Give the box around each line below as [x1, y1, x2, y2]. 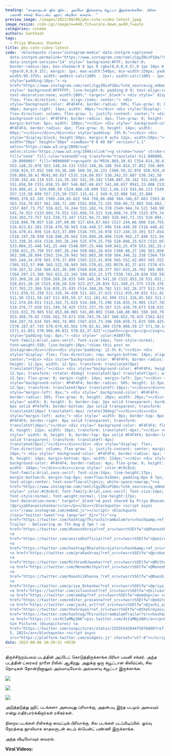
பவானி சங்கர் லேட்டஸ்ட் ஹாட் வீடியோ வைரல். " [10, 12, 98, 17]
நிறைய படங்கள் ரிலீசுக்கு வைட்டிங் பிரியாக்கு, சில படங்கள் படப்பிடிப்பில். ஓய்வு [5, 719, 152, 726]
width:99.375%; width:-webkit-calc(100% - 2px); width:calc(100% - [10, 74, 155, 79]
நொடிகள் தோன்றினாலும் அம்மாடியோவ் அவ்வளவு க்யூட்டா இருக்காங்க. [5, 665, 142, 671]
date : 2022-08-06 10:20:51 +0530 [5, 640, 76, 645]
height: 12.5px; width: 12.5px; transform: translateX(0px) [10, 361, 139, 367]
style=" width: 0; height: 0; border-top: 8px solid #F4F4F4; [10, 432, 144, 437]
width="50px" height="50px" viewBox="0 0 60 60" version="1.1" [10, 140, 146, 145]
